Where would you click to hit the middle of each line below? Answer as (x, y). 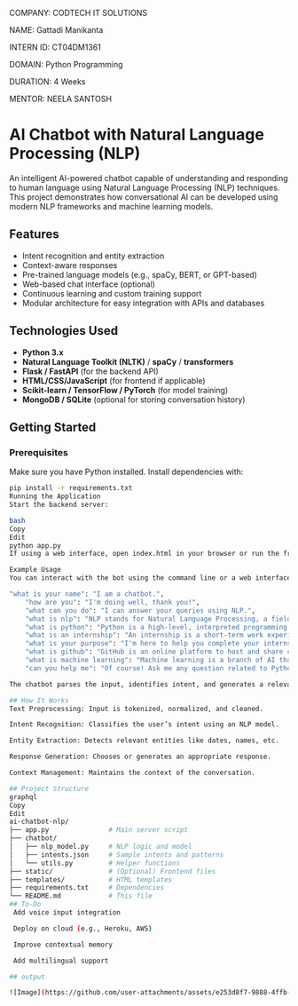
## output (27, 977)
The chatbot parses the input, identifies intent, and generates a (137, 684)
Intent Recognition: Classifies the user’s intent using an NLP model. (144, 725)
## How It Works (39, 701)
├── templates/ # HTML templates (91, 879)
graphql (24, 797)
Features (34, 234)
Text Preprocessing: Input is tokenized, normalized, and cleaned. (137, 709)
